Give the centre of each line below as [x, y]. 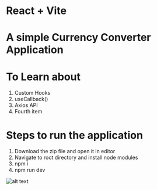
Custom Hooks [32, 93]
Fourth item [28, 112]
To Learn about [43, 77]
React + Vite [36, 11]
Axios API [26, 105]
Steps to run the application [74, 135]
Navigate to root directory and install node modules [76, 158]
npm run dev [30, 170]
